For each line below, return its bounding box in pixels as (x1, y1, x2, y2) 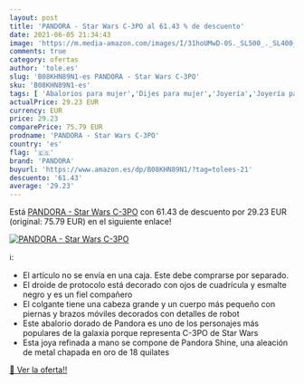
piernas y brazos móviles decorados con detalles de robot (22, 309, 240, 320)
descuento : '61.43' (9, 173, 83, 182)
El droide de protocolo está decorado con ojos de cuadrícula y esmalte (22, 280, 287, 291)
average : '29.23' (9, 182, 75, 191)
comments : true (9, 47, 67, 56)
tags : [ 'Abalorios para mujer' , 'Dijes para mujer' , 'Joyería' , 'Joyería (9, 89, 285, 98)
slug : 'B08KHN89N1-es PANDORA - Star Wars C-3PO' (9, 72, 201, 82)
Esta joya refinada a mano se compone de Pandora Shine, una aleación (22, 337, 289, 349)
